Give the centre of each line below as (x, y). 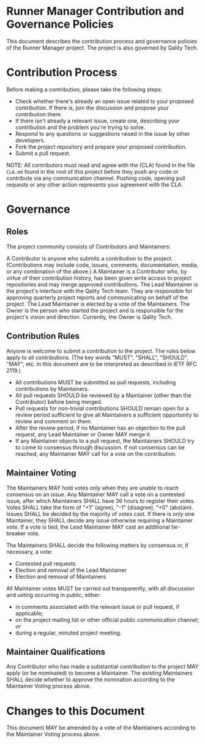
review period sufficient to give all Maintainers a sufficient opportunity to (107, 415)
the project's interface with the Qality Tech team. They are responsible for (99, 291)
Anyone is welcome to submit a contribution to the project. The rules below (101, 351)
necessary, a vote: (30, 551)
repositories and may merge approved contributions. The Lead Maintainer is (102, 284)
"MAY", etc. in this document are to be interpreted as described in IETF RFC (102, 364)
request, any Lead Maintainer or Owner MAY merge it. (83, 434)
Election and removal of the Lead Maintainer (71, 570)
